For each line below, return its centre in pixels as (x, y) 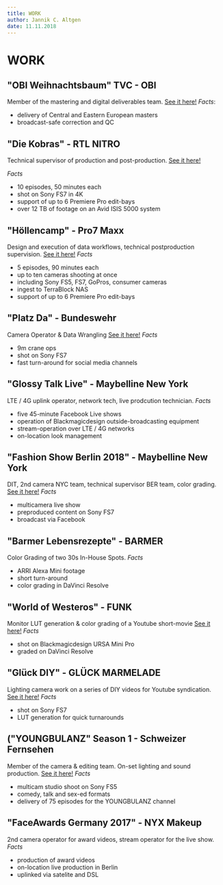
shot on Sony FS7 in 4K (50, 194)
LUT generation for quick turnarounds (70, 717)
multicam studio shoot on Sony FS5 (67, 786)
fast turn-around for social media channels (77, 362)
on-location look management (60, 435)
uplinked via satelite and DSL (58, 874)
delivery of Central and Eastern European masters (88, 115)
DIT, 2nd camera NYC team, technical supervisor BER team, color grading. (112, 485)
